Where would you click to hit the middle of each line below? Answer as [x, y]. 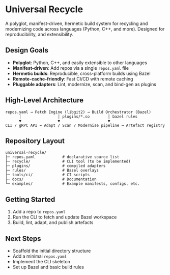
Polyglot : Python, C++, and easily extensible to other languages [80, 63]
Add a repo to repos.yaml [39, 212]
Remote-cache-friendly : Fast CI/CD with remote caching [73, 79]
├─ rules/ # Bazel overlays [52, 171]
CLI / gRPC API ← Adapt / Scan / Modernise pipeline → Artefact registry [85, 125]
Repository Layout [35, 141]
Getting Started [30, 199]
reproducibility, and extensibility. [39, 34]
